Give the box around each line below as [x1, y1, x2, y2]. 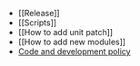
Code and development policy [17, 46, 131, 57]
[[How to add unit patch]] [17, 27, 114, 37]
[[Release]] [17, 8, 61, 18]
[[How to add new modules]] [17, 36, 125, 47]
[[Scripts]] [17, 17, 57, 28]
